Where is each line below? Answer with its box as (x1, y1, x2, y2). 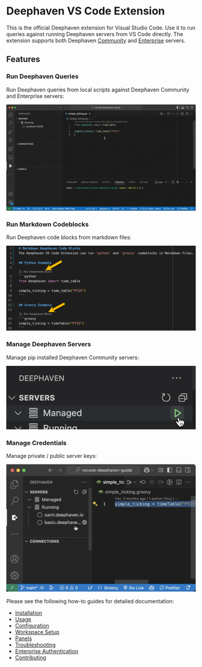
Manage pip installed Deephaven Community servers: (6, 353, 139, 361)
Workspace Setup (14, 629, 60, 635)
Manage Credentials (6, 439, 67, 447)
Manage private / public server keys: (6, 452, 97, 460)
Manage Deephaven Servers (6, 340, 91, 349)
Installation (14, 609, 43, 617)
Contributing (14, 654, 46, 661)
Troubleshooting (14, 641, 56, 648)
